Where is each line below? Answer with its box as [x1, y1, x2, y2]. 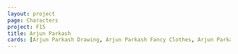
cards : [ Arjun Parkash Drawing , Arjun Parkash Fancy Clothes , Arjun [7, 36, 214, 43]
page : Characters [7, 17, 59, 24]
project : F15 [7, 23, 46, 30]
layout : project [7, 10, 55, 18]
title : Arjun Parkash [7, 29, 72, 37]
